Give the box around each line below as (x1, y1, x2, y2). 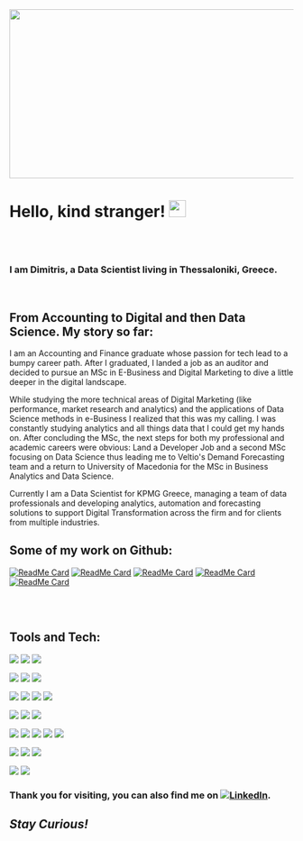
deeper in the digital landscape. (9, 377, 127, 388)
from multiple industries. (9, 517, 100, 528)
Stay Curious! (9, 816, 88, 832)
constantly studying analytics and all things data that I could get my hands (9, 423, 285, 434)
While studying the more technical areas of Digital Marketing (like (9, 394, 252, 405)
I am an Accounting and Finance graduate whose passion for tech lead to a (9, 348, 289, 359)
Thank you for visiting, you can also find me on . (9, 789, 271, 801)
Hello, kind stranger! (9, 202, 166, 222)
